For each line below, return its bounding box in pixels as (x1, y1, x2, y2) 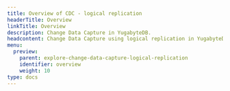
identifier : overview (19, 61, 81, 68)
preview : (13, 49, 38, 55)
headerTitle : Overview (7, 16, 72, 23)
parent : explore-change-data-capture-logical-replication (19, 55, 188, 62)
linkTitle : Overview (7, 23, 66, 29)
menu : (7, 42, 23, 49)
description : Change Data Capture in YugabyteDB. (7, 29, 152, 36)
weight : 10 (19, 67, 51, 74)
